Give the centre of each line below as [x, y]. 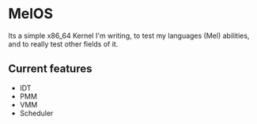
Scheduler [36, 113]
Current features [50, 69]
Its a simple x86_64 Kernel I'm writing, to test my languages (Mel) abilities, [129, 36]
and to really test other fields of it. [63, 43]
